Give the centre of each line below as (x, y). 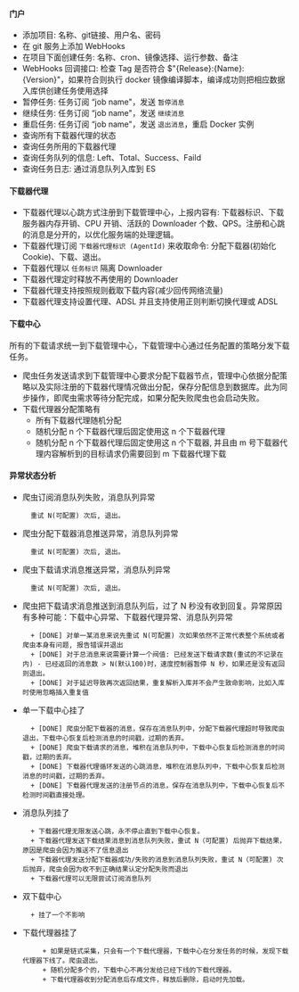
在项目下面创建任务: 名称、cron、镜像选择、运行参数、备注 (130, 57)
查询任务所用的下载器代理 (69, 146)
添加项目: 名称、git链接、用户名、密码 (92, 35)
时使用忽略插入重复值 (55, 692)
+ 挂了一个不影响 (58, 914)
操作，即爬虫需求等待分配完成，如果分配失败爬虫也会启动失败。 (147, 398)
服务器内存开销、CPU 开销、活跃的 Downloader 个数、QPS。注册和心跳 (154, 224)
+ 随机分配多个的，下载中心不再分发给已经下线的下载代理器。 (139, 970)
